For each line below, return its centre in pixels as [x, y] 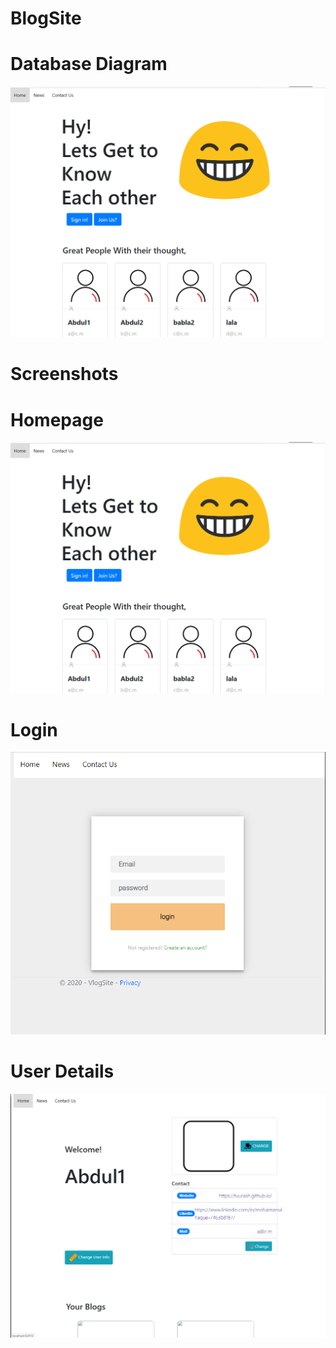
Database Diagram [89, 64]
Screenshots [64, 374]
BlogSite [46, 18]
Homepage [57, 419]
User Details [62, 1071]
